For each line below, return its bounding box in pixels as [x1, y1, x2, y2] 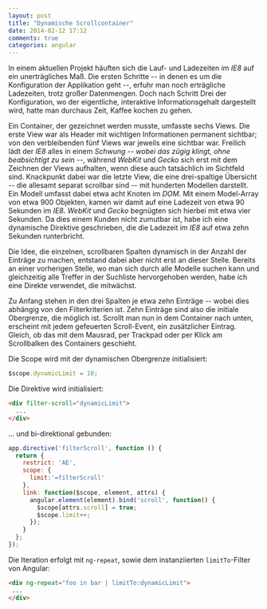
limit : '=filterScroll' [29, 474, 105, 482]
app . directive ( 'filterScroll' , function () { [8, 444, 162, 452]
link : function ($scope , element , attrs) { [22, 488, 166, 496]
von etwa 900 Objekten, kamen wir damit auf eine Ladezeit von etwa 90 [8, 197, 245, 208]
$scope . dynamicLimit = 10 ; [8, 370, 98, 378]
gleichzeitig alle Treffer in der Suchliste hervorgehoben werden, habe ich [8, 272, 248, 282]
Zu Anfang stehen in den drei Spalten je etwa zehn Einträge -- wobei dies [8, 296, 249, 306]
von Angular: [8, 564, 50, 573]
